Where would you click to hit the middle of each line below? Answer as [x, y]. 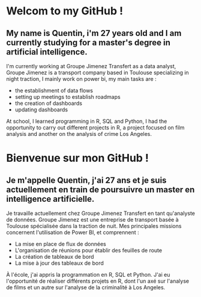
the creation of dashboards [49, 103]
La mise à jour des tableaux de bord [59, 263]
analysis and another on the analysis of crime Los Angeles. [79, 134]
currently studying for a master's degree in [88, 42]
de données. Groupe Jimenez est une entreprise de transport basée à [92, 219]
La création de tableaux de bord [54, 257]
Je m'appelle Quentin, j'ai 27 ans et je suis [86, 180]
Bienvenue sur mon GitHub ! [77, 158]
